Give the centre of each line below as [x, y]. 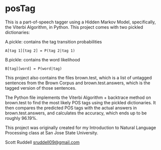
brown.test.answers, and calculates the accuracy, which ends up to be [76, 113]
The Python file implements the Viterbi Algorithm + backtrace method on [78, 97]
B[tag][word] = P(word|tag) [34, 69]
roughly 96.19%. [21, 118]
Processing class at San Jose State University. [52, 132]
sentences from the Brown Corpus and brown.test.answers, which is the [78, 83]
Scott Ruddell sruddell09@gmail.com [42, 142]
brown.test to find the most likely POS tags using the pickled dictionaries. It [80, 102]
